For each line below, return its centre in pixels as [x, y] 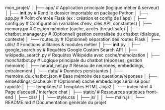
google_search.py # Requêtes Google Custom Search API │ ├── [71, 50]
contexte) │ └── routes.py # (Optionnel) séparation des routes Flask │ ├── [82, 39]
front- [152, 92]
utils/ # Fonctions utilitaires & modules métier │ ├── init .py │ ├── [73, 44]
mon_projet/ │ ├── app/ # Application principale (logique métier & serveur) [82, 8]
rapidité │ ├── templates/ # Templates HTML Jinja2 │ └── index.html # [79, 86]
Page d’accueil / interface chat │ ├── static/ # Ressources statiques [75, 92]
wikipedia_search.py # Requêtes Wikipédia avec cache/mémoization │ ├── [82, 55]
